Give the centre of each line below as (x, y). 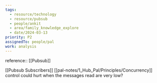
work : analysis (21, 46)
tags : (11, 10)
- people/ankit (25, 23)
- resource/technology (33, 14)
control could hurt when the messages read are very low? (64, 75)
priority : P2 (19, 38)
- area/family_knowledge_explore (44, 28)
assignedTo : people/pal (30, 42)
